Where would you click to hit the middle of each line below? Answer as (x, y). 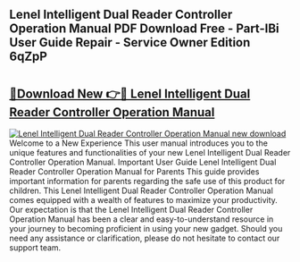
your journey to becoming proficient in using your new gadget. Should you (146, 228)
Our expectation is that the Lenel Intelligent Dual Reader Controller (131, 210)
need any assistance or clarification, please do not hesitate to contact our (145, 238)
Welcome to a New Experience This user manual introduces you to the (138, 143)
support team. (35, 248)
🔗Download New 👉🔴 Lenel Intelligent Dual (130, 93)
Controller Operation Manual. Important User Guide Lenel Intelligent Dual (143, 162)
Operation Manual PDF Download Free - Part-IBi (144, 29)
